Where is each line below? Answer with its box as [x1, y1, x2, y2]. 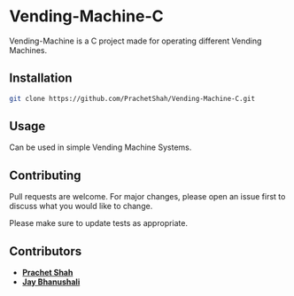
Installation [9, 71, 73, 86]
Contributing [9, 167, 81, 183]
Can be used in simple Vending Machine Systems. [9, 142, 192, 152]
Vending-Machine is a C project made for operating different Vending [9, 35, 262, 46]
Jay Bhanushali [21, 277, 81, 287]
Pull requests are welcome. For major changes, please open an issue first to [9, 191, 286, 202]
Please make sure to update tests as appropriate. [9, 218, 189, 229]
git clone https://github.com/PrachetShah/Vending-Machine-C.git [9, 94, 255, 103]
